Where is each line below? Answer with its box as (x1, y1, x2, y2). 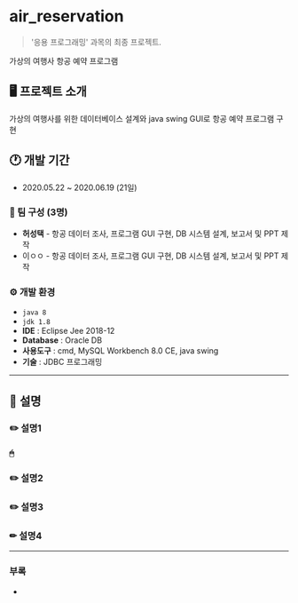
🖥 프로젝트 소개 (9, 84, 87, 99)
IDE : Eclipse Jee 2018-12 (21, 326, 115, 337)
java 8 (21, 308, 47, 317)
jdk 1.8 (21, 318, 51, 327)
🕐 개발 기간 (9, 153, 70, 168)
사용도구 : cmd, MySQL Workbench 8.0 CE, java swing (21, 345, 219, 356)
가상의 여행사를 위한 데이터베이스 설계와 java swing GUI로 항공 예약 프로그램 (9, 113, 275, 123)
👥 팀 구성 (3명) (9, 206, 68, 218)
